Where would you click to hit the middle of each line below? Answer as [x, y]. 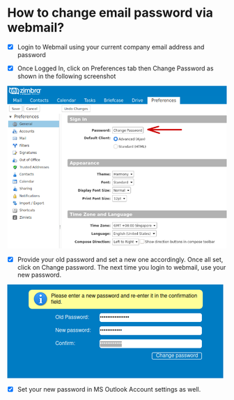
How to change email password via [110, 13]
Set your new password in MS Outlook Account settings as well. [109, 390]
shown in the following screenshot [67, 76]
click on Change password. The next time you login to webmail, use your [122, 268]
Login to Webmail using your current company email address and [111, 47]
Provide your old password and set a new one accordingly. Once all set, [120, 260]
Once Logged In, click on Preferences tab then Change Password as [115, 68]
